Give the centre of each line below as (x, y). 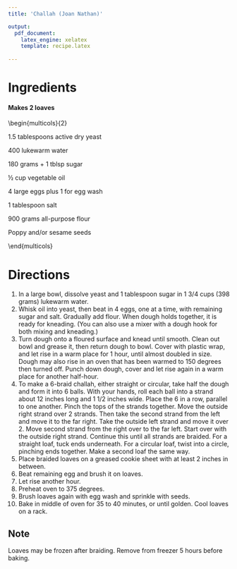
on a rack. (33, 511)
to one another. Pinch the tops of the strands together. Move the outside (123, 407)
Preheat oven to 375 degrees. (61, 489)
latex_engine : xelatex (54, 39)
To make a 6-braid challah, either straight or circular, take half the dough (123, 384)
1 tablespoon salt (32, 205)
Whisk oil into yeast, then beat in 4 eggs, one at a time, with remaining (120, 309)
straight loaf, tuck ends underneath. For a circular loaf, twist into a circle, (123, 444)
